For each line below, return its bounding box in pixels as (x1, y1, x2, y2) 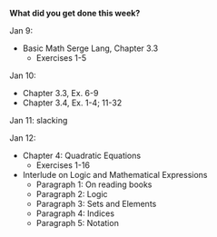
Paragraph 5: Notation (35, 218, 120, 228)
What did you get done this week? (9, 8, 141, 18)
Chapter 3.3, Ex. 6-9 (22, 88, 99, 98)
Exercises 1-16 (35, 160, 91, 171)
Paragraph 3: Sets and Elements (35, 199, 157, 209)
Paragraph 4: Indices (35, 208, 115, 219)
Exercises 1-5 (35, 53, 87, 63)
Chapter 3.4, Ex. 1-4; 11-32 (22, 97, 123, 108)
